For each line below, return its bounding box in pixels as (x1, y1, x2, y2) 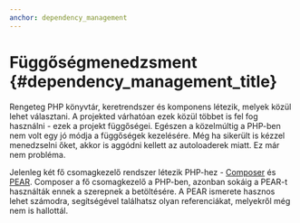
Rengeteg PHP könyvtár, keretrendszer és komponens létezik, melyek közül (9, 101, 292, 112)
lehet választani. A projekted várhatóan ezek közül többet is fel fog (9, 110, 258, 122)
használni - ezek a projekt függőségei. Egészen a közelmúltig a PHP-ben (9, 120, 281, 131)
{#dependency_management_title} (9, 71, 278, 91)
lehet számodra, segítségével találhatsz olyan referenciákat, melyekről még (9, 195, 291, 206)
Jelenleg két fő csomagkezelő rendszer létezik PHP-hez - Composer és (9, 166, 276, 177)
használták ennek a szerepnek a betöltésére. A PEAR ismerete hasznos (9, 186, 276, 197)
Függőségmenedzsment (9, 51, 198, 72)
